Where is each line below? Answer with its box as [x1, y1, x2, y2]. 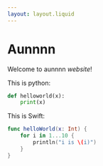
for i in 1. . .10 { [20, 133, 75, 140]
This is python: [7, 78, 51, 87]
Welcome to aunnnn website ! [7, 65, 92, 73]
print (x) [20, 99, 46, 106]
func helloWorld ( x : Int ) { [7, 125, 87, 133]
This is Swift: [7, 112, 45, 120]
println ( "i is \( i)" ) [33, 139, 97, 146]
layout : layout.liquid [7, 10, 75, 18]
